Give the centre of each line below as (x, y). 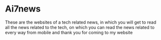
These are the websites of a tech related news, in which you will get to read (81, 22)
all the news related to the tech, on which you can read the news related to (80, 27)
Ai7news (23, 9)
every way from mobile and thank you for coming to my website (69, 32)
